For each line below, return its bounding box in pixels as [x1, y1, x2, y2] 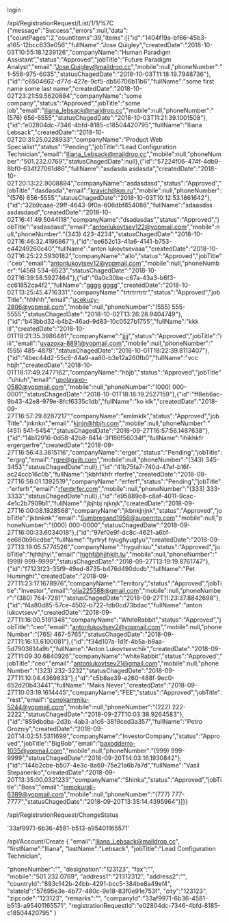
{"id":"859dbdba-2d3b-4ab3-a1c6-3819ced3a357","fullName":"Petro [7, 718, 203, 725]
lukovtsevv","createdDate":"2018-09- [7, 609, 113, 616]
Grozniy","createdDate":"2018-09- [7, 725, 104, 733]
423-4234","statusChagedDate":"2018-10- [82, 230, 203, 238]
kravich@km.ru [90, 186, 133, 194]
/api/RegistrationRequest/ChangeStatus [7, 811, 119, 819]
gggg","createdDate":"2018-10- [102, 281, 191, 289]
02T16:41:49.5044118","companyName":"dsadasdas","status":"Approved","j [7, 216, 219, 223]
